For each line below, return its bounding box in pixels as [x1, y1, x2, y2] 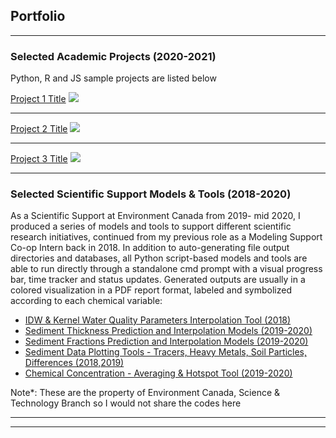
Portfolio [10, 8, 66, 25]
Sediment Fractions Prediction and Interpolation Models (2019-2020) [24, 335, 309, 348]
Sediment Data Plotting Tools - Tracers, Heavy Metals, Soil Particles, [24, 346, 308, 358]
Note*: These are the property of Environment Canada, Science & [10, 387, 281, 399]
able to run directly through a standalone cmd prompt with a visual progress [10, 263, 323, 275]
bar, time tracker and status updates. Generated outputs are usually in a [10, 274, 306, 286]
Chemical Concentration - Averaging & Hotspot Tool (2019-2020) [24, 367, 293, 379]
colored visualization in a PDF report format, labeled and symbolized [10, 284, 292, 296]
